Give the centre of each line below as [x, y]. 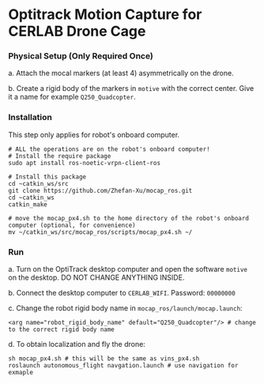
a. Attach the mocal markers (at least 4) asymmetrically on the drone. [121, 73]
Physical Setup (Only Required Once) [81, 56]
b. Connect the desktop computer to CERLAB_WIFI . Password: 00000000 [122, 293]
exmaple [21, 373]
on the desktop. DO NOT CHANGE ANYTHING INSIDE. [96, 277]
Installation [30, 118]
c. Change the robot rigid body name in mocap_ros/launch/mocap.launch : [125, 308]
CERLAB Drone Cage [77, 31]
